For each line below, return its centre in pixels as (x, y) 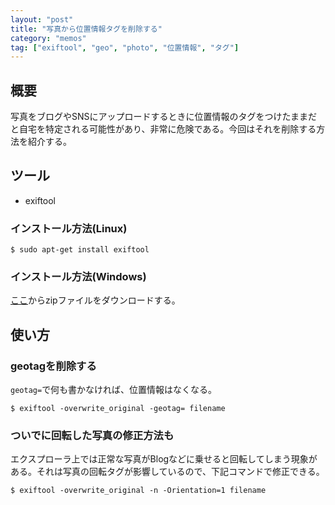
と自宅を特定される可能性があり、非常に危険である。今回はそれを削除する (163, 129)
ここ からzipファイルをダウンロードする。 (95, 300)
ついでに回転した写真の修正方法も (92, 436)
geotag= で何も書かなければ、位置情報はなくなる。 (114, 390)
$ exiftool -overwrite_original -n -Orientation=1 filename (138, 491)
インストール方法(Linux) (69, 228)
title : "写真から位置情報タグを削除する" (86, 29)
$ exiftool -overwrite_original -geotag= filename (118, 409)
